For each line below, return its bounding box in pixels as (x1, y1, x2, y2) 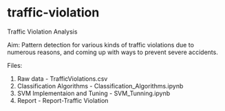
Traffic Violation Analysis (7, 27, 78, 36)
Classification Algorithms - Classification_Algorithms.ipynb (17, 82, 184, 90)
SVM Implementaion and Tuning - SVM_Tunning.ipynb (17, 89, 171, 97)
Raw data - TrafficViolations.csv (17, 74, 108, 83)
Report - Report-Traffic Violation (17, 96, 109, 104)
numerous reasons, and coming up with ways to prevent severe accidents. (7, 48, 218, 56)
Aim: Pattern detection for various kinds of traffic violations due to (7, 40, 195, 49)
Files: (7, 61, 23, 69)
